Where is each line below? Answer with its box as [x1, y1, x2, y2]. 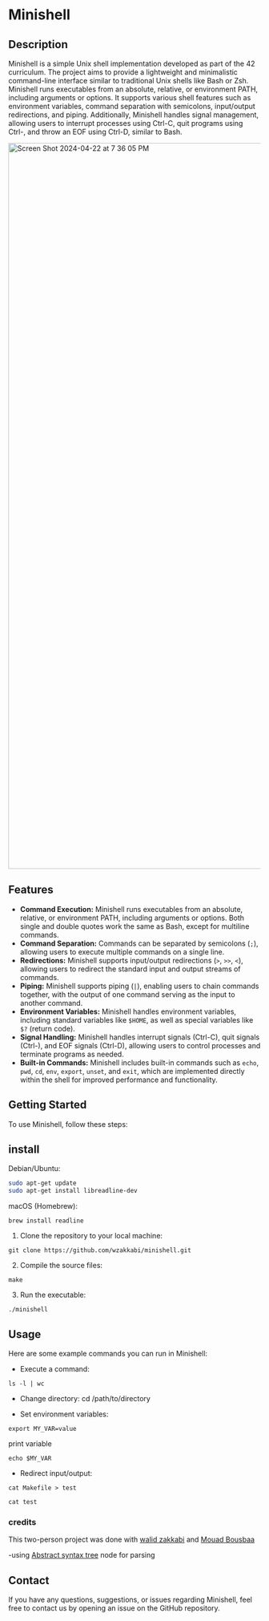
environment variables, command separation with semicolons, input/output [8, 102, 256, 111]
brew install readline [8, 1217, 84, 1225]
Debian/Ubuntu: [8, 1164, 61, 1173]
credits [8, 1516, 37, 1527]
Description [8, 38, 68, 51]
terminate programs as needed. [19, 1049, 124, 1059]
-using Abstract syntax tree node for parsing [8, 1550, 155, 1560]
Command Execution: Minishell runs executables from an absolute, [19, 904, 243, 914]
